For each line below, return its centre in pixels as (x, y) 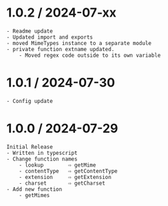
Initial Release (30, 147)
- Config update (30, 101)
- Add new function (34, 189)
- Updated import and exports (50, 37)
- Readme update (30, 31)
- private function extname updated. (61, 49)
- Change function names (42, 159)
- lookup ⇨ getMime (57, 165)
